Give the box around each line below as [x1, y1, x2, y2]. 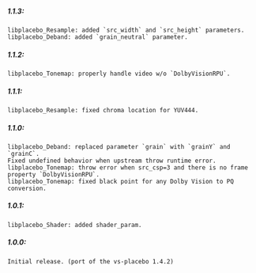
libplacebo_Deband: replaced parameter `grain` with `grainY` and [7, 142, 231, 150]
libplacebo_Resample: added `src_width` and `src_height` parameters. [7, 26, 245, 34]
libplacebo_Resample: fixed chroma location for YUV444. [7, 106, 199, 114]
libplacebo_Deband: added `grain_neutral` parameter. [7, 32, 189, 41]
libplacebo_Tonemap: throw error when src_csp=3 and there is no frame [7, 163, 248, 172]
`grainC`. [7, 150, 40, 157]
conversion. [7, 184, 47, 192]
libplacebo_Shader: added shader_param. [7, 221, 143, 229]
